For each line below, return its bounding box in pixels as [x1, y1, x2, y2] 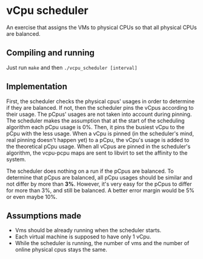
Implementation [6, 81, 68, 92]
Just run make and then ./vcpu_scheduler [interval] [6, 64, 138, 71]
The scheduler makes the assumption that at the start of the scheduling [6, 116, 185, 124]
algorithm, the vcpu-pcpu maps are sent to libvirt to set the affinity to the [6, 149, 188, 156]
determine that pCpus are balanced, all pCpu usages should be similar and [6, 173, 193, 181]
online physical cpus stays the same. [15, 246, 107, 254]
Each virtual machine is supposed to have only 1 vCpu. [15, 233, 151, 240]
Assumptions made [6, 210, 82, 221]
